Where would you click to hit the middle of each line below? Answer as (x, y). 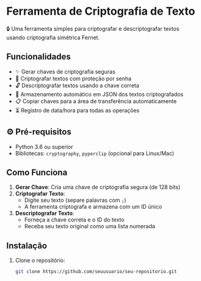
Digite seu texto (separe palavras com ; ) (75, 200)
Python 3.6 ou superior (44, 147)
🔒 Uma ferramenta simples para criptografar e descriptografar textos (93, 28)
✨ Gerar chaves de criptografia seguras (65, 71)
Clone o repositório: (40, 260)
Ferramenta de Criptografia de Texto (101, 11)
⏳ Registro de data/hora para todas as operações (77, 110)
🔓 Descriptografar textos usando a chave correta (77, 85)
